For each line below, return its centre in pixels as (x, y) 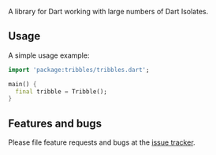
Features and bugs (55, 123)
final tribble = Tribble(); (61, 91)
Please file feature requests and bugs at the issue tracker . (102, 142)
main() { (22, 84)
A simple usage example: (49, 55)
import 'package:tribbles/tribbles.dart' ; (79, 70)
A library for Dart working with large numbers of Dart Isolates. (108, 11)
